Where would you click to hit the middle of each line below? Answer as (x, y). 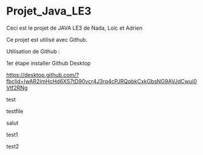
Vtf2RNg (17, 87)
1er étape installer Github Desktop (48, 63)
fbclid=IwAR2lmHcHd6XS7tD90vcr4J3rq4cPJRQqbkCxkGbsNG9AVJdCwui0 (101, 81)
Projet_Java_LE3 (49, 11)
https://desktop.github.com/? (43, 74)
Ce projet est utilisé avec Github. (47, 39)
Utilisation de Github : (33, 51)
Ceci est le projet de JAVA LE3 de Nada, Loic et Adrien (74, 28)
